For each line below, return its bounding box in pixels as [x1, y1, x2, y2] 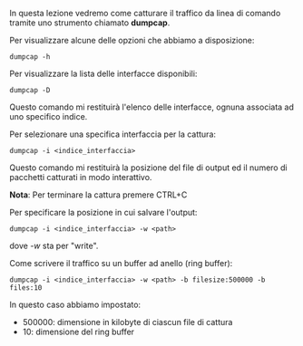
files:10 [9, 284, 43, 293]
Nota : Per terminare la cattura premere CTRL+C [9, 189, 188, 200]
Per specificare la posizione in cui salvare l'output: [9, 207, 198, 217]
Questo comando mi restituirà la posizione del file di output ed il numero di [9, 162, 288, 173]
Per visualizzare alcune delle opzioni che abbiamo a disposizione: [9, 35, 255, 45]
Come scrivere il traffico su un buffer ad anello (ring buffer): [9, 258, 233, 268]
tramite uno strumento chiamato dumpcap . [9, 17, 171, 28]
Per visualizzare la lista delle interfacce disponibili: [9, 68, 198, 79]
